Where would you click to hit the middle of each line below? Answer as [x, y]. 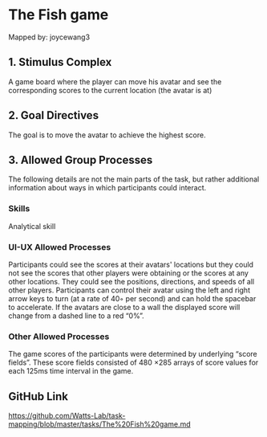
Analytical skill [32, 226]
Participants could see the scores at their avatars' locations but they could [131, 264]
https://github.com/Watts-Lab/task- [67, 416]
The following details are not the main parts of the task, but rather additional [134, 179]
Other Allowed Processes [59, 337]
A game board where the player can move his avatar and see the [115, 81]
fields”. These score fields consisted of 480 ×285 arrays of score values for [133, 362]
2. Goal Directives [53, 115]
